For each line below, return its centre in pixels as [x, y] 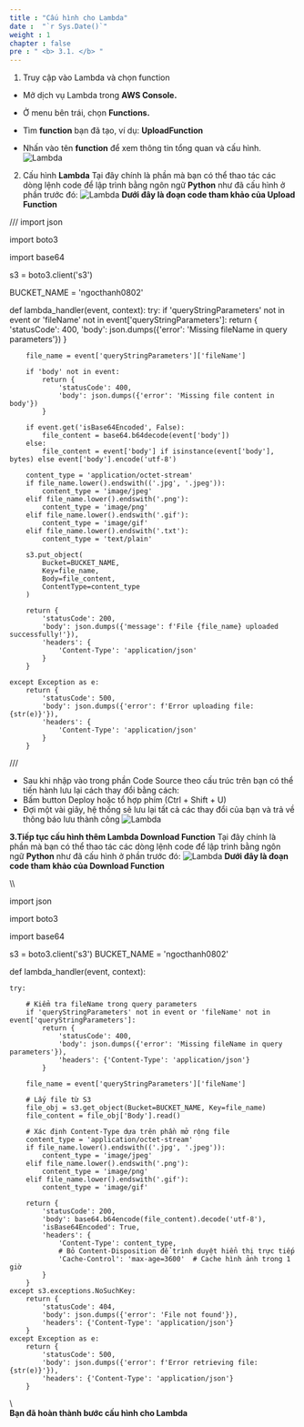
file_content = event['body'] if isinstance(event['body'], [158, 451]
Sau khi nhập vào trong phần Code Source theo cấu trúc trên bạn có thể [158, 781]
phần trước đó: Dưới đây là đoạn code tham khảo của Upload [159, 195]
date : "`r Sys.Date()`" [58, 26]
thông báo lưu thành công [71, 819]
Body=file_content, [79, 579]
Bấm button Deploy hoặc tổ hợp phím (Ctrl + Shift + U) [125, 800]
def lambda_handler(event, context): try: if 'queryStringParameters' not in [147, 310]
